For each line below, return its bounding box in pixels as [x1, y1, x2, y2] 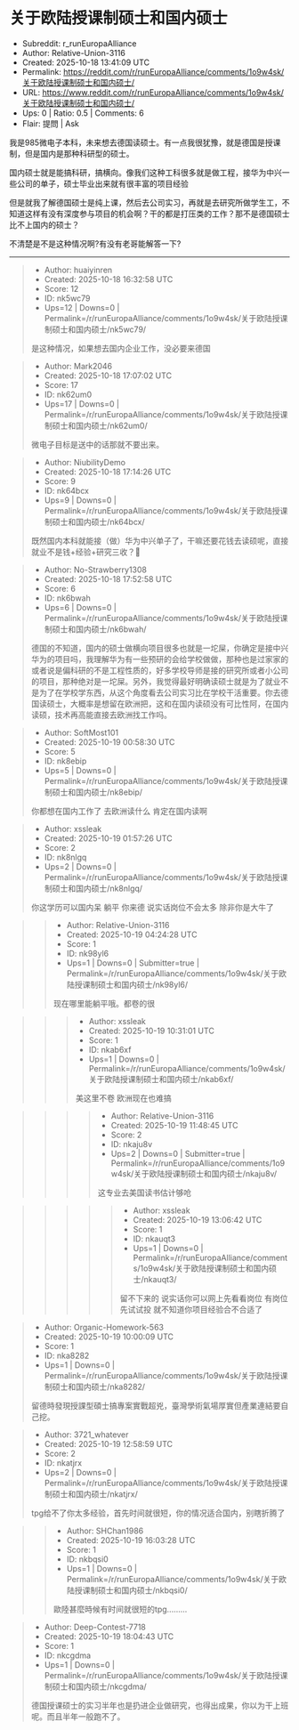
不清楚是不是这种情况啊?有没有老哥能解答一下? [9, 238, 182, 249]
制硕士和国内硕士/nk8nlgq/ [44, 883, 143, 893]
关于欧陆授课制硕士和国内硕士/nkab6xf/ [88, 1073, 234, 1084]
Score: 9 [44, 475, 76, 486]
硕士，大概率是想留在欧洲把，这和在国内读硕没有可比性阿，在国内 [46, 698, 289, 708]
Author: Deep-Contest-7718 [44, 1621, 147, 1632]
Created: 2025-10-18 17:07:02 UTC [44, 370, 172, 381]
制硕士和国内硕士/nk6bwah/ [44, 624, 147, 635]
